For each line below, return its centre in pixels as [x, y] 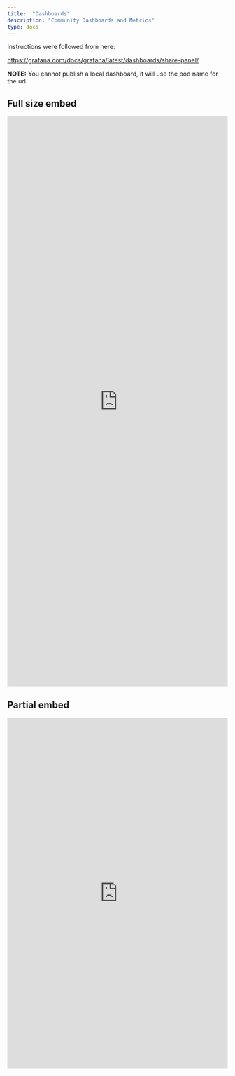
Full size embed [42, 103]
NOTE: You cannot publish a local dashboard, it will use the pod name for [113, 74]
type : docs [23, 27]
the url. [17, 81]
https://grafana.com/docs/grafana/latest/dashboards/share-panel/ [103, 60]
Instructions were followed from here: [61, 47]
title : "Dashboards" [39, 14]
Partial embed [38, 705]
